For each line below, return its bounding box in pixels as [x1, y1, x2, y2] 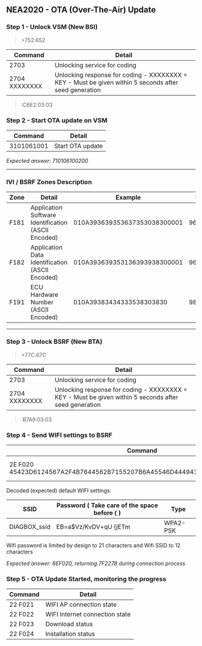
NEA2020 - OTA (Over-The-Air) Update [6, 5, 156, 15]
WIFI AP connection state [45, 600, 117, 609]
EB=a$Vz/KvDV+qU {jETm [56, 522, 130, 531]
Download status [45, 620, 93, 629]
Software [30, 211, 57, 219]
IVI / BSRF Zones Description [6, 177, 92, 186]
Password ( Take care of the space [56, 501, 158, 510]
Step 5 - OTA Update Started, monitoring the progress [6, 574, 167, 583]
